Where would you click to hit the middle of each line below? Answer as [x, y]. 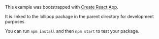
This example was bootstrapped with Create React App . [62, 7]
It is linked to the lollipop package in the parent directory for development [79, 16]
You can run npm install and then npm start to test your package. [72, 31]
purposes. [16, 22]
